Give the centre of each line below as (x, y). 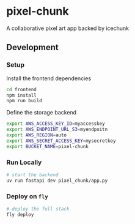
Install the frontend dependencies (49, 78)
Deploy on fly (27, 196)
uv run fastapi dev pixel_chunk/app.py (57, 181)
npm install (21, 95)
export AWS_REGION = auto (37, 135)
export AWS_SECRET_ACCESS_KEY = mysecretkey (61, 141)
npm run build (24, 101)
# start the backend (33, 175)
